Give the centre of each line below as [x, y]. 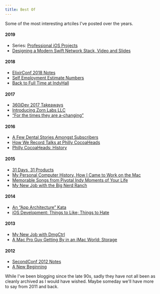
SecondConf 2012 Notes [37, 262]
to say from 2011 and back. [32, 287]
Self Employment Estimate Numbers [48, 78]
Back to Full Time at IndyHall [40, 83]
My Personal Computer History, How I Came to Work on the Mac [76, 175]
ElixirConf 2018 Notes [34, 73]
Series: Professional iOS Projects [45, 45]
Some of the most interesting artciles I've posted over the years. [69, 23]
